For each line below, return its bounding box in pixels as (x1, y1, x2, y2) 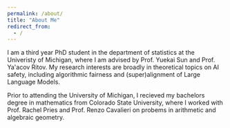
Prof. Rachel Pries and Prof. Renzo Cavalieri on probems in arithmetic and (7, 106, 216, 114)
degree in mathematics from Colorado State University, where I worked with (7, 98, 223, 107)
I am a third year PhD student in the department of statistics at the (7, 48, 195, 57)
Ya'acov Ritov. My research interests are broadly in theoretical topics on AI (7, 63, 220, 71)
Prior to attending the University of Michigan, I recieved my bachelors (7, 91, 205, 100)
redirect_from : (7, 23, 51, 30)
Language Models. (7, 77, 61, 86)
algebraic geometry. (7, 113, 64, 122)
